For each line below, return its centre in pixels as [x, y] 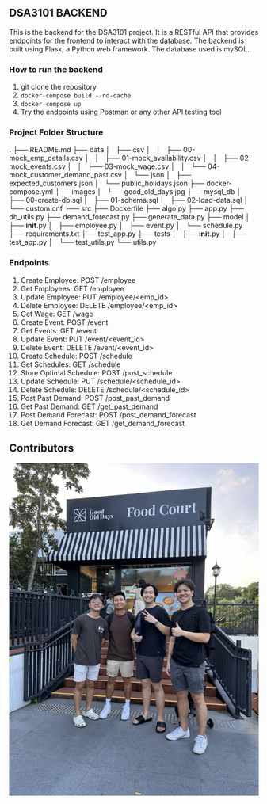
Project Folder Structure [56, 132]
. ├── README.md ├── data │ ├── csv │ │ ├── [95, 150]
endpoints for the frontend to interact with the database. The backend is [127, 40]
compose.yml [31, 192]
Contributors [42, 448]
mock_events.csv [37, 166]
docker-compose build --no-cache [76, 96]
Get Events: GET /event [59, 330]
